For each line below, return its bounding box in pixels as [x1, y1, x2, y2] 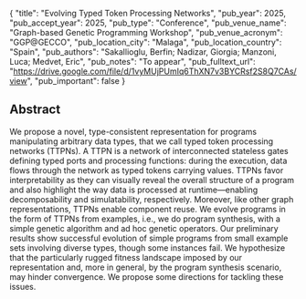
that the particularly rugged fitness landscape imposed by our [9, 252, 243, 263]
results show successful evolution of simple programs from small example [9, 232, 289, 243]
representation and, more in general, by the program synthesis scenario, [9, 262, 282, 273]
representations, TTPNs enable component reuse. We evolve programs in [9, 203, 286, 214]
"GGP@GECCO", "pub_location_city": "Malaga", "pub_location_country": [9, 36, 282, 47]
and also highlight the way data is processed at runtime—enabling [9, 184, 259, 195]
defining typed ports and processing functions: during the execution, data [9, 155, 288, 166]
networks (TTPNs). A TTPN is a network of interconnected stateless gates [9, 145, 290, 156]
